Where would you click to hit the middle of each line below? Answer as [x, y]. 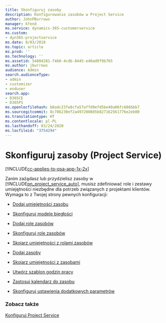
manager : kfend [21, 24]
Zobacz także [22, 304]
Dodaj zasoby [26, 253]
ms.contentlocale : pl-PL [31, 121]
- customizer [19, 84]
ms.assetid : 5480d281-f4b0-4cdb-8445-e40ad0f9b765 [59, 61]
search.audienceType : [28, 75]
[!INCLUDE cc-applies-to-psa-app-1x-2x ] [47, 169]
